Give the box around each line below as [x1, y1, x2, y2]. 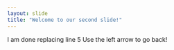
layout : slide [7, 10, 49, 17]
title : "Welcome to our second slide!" [7, 16, 123, 23]
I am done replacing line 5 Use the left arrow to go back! [7, 35, 168, 43]
